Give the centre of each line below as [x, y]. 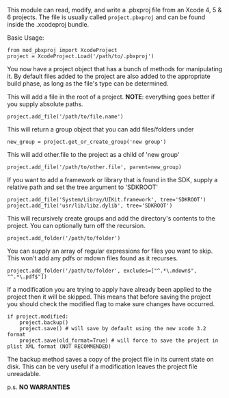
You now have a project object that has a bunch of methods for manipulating [115, 69]
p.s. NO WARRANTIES [39, 387]
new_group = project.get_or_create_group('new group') [87, 142]
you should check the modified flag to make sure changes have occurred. [111, 304]
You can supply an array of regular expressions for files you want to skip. [110, 251]
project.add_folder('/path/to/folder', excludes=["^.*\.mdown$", [102, 271]
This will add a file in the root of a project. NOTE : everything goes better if [111, 97]
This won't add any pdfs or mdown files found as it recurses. [93, 258]
